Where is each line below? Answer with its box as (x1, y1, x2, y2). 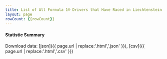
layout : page (5, 12, 32, 17)
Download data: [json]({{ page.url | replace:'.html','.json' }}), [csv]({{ (5, 43, 145, 49)
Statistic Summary (5, 32, 45, 38)
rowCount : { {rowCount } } (5, 16, 55, 21)
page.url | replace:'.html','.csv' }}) (5, 48, 73, 54)
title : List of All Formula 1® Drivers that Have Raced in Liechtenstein (5, 7, 162, 12)
